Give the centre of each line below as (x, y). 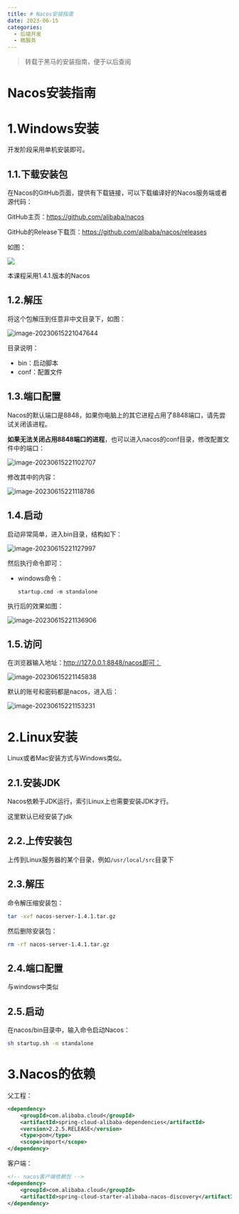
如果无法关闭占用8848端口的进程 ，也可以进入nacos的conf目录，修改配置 (115, 439)
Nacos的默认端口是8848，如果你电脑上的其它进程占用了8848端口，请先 (113, 415)
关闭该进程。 (32, 424)
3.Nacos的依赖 (52, 1075)
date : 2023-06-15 (33, 21)
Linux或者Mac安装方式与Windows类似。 (67, 758)
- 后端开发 (28, 34)
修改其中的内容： (32, 477)
